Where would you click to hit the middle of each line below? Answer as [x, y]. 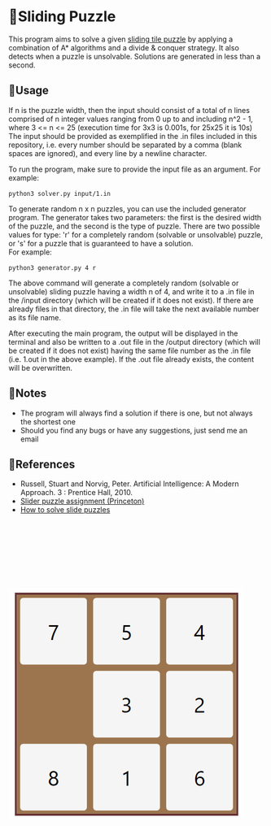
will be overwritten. [41, 367]
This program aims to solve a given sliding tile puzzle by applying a [121, 39]
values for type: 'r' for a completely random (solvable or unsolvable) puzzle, [135, 234]
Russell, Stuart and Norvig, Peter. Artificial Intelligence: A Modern [129, 484]
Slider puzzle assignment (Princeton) [82, 501]
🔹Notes [28, 393]
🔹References [42, 464]
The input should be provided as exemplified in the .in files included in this [133, 136]
